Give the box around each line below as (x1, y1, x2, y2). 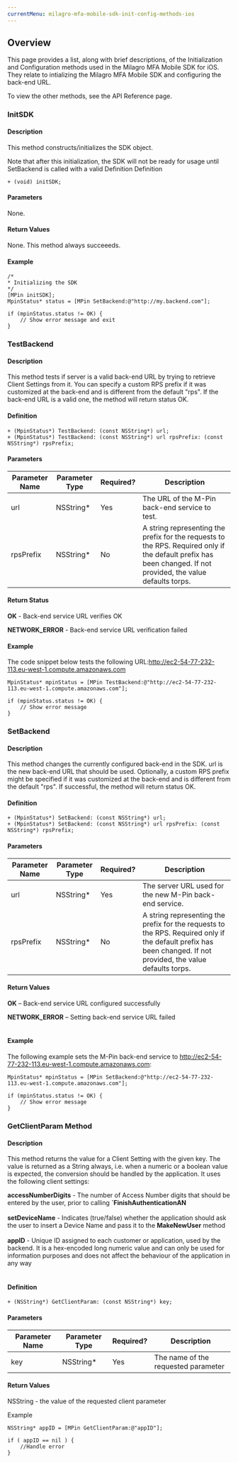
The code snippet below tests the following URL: (7, 658, 149, 666)
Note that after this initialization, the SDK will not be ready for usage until (7, 157, 220, 166)
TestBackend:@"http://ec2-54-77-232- (105, 679, 217, 686)
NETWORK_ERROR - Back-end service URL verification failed (7, 625, 188, 634)
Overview (7, 37, 52, 49)
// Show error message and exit (20, 317, 115, 324)
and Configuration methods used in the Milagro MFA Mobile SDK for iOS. (7, 63, 220, 72)
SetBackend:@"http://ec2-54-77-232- (105, 1074, 214, 1081)
